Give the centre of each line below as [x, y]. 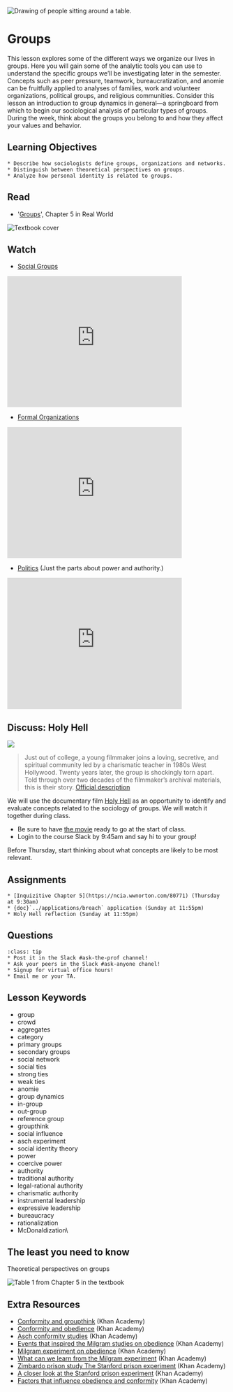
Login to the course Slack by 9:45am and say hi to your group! [107, 837]
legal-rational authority [50, 1186]
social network [39, 1059]
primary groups [39, 1044]
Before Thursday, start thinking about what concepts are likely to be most [113, 850]
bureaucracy [36, 1215]
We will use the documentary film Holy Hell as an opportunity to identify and [117, 801]
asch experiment [42, 1141]
